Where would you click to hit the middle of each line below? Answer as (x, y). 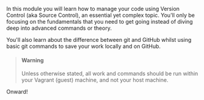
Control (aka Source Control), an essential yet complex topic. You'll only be (101, 15)
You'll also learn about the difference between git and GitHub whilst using (99, 40)
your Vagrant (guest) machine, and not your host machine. (95, 80)
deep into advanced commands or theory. (59, 28)
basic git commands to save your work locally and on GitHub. (83, 46)
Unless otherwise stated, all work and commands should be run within (110, 74)
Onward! (17, 92)
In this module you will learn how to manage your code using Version (93, 9)
